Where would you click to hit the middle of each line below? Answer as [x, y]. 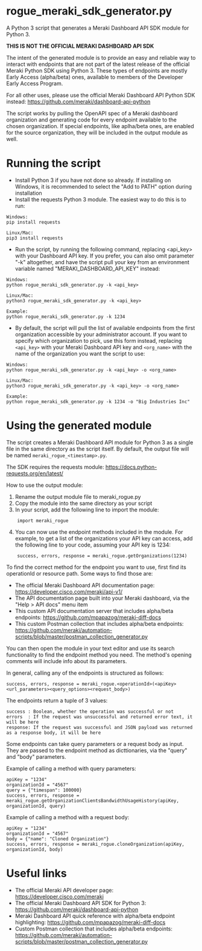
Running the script [54, 164]
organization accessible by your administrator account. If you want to [101, 334]
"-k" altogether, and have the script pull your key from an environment [102, 262]
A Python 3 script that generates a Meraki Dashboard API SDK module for [98, 28]
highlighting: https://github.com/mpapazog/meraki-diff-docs [90, 922]
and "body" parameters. [36, 756]
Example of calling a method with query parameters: [71, 768]
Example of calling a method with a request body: [68, 817]
